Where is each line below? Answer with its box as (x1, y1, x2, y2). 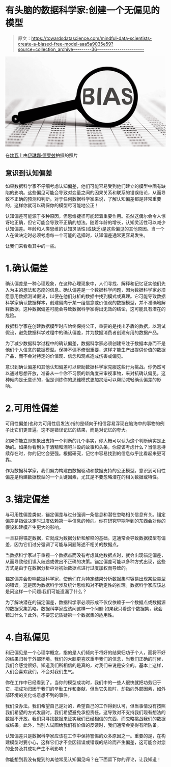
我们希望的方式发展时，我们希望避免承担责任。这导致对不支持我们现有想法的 (5, 709, 166, 715)
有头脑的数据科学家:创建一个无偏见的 (5, 5, 160, 16)
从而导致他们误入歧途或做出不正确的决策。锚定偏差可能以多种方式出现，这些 (5, 558, 166, 565)
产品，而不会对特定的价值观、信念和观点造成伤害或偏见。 (5, 353, 126, 359)
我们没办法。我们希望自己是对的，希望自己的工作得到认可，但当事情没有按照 (5, 703, 166, 709)
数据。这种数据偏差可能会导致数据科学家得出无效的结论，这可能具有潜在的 (9, 306, 166, 312)
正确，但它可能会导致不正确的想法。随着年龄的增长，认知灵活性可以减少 (14, 219, 166, 225)
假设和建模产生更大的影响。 (5, 524, 64, 530)
